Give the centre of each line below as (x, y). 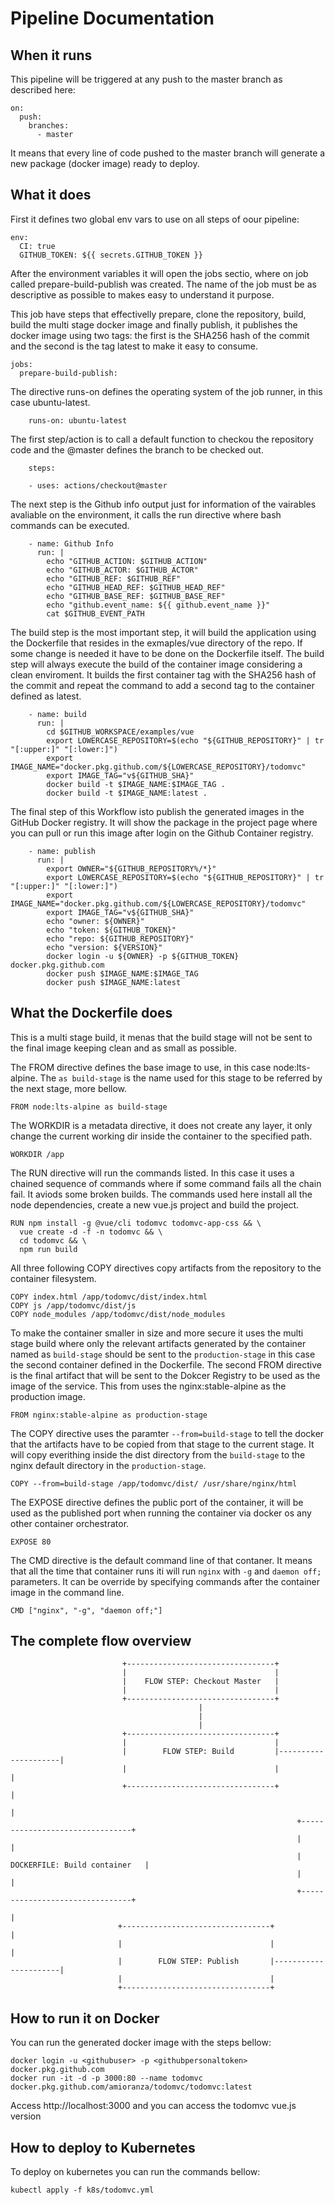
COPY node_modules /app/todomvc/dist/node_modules (118, 1314)
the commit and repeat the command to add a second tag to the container (162, 685)
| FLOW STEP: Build (178, 1752)
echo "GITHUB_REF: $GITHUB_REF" (114, 578)
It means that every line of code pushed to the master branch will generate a (168, 153)
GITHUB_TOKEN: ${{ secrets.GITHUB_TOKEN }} (111, 255)
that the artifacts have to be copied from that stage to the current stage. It (162, 1444)
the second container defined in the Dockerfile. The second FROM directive (166, 1364)
